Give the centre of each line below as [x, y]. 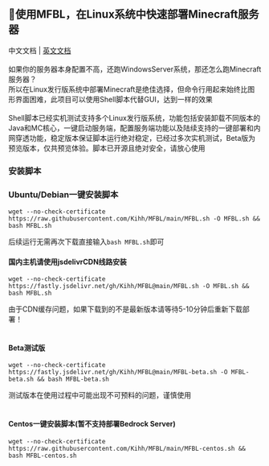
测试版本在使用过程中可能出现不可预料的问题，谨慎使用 [100, 395]
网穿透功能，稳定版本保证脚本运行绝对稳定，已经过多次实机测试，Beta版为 [132, 138]
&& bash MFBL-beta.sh [73, 379]
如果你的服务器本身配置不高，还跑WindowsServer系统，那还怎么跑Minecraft [135, 69]
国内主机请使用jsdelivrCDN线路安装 [67, 262]
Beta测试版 [27, 348]
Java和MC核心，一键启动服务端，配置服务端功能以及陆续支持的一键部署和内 [134, 128]
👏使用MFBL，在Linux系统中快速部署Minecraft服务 [134, 14]
